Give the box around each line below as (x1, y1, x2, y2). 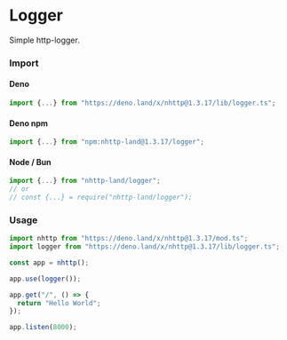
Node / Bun (9, 156, 52, 167)
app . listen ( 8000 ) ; (9, 323, 77, 332)
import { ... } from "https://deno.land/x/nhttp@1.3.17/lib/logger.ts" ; (9, 99, 276, 107)
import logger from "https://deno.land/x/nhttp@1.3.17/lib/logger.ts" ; (9, 242, 280, 251)
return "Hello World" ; (17, 298, 101, 307)
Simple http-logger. (9, 35, 80, 45)
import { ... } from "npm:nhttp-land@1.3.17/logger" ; (9, 138, 204, 146)
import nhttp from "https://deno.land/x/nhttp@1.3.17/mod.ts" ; (9, 234, 249, 243)
